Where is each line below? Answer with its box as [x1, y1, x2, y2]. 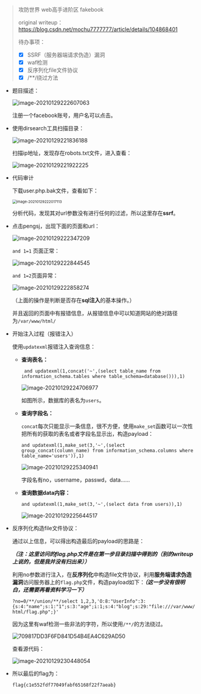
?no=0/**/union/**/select [12, 598, 78, 605]
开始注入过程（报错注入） [12, 330, 77, 337]
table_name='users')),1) [21, 453, 85, 459]
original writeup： [18, 19, 63, 26]
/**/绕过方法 [27, 74, 58, 82]
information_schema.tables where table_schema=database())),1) [21, 374, 186, 380]
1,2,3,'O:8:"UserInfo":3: [80, 598, 146, 605]
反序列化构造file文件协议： [12, 525, 79, 532]
